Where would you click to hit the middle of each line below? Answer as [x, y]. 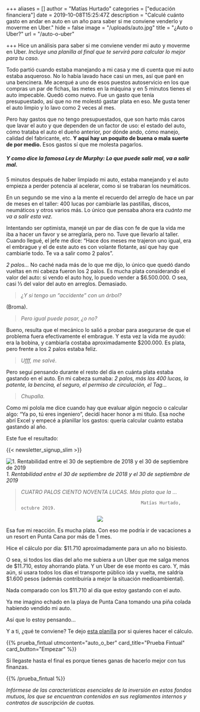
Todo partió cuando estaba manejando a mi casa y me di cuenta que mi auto [100, 70]
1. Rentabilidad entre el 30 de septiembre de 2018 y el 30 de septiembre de [98, 474]
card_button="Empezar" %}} [41, 649]
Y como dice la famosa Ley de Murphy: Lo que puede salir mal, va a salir [98, 158]
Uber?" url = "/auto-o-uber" [40, 34]
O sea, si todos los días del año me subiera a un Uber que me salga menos [98, 559]
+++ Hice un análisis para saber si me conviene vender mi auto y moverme [98, 45]
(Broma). [17, 307]
